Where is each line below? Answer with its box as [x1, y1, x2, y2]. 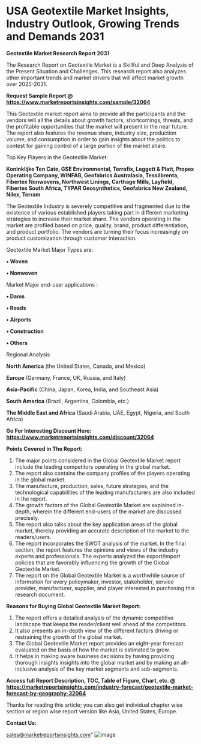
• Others [6, 339, 28, 346]
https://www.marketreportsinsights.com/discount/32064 [6, 433, 154, 441]
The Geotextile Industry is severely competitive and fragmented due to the [6, 203, 190, 210]
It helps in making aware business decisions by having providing [14, 652, 175, 659]
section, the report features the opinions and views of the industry [14, 546, 179, 553]
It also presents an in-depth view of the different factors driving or [14, 627, 179, 634]
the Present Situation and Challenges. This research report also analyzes [6, 67, 187, 75]
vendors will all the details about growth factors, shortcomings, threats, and [6, 116, 193, 124]
